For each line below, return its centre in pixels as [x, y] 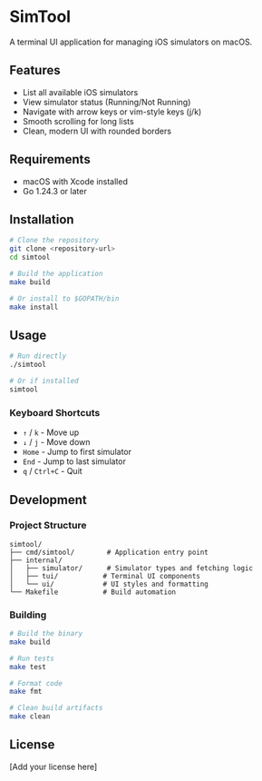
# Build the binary [46, 634]
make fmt [26, 692]
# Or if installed [44, 381]
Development [49, 500]
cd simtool [30, 257]
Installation [42, 219]
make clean [30, 717]
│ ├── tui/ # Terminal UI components [105, 576]
